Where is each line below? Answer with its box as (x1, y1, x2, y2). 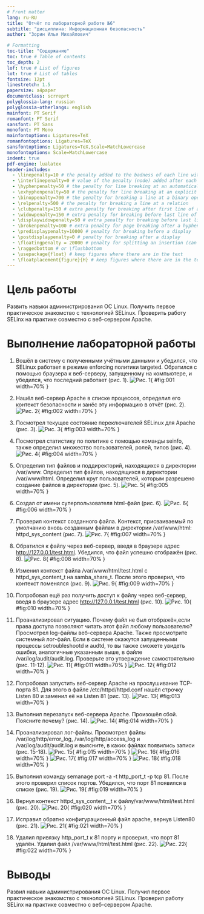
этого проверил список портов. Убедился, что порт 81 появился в (15, 779, 186, 787)
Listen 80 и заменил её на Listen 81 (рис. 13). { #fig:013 (15, 693, 180, 700)
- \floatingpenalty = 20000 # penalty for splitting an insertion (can (12, 240, 197, 246)
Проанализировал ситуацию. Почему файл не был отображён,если (15, 616, 191, 623)
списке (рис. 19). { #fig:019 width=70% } (15, 786, 143, 793)
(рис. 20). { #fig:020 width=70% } (15, 804, 127, 812)
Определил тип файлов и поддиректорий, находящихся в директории (15, 462, 197, 469)
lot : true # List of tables (7, 70, 78, 76)
